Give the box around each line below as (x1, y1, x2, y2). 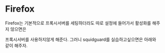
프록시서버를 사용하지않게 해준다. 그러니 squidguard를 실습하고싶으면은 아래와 (5, 36, 157, 42)
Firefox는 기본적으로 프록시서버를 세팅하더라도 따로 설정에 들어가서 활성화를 (5, 20, 152, 26)
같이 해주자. (5, 42, 28, 48)
